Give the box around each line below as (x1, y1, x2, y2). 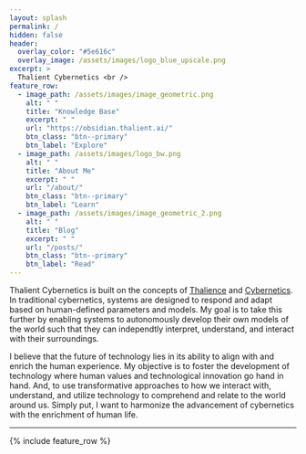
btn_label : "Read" (25, 259, 96, 269)
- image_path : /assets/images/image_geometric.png (17, 90, 214, 99)
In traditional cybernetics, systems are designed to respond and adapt (9, 294, 273, 305)
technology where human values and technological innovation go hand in (9, 371, 284, 381)
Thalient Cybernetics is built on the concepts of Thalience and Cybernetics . (9, 285, 293, 295)
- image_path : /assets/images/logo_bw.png (17, 149, 181, 158)
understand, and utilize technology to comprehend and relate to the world (9, 390, 287, 400)
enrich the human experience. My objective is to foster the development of (9, 361, 290, 371)
